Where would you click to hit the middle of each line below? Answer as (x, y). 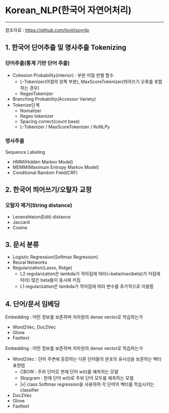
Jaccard (21, 222)
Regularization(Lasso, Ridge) (42, 268)
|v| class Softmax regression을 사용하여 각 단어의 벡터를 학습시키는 (87, 384)
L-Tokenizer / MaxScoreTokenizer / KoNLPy (65, 126)
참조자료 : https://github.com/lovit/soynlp (47, 30)
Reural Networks (30, 262)
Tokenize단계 (26, 105)
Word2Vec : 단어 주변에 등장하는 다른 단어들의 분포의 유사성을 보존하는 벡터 (87, 359)
